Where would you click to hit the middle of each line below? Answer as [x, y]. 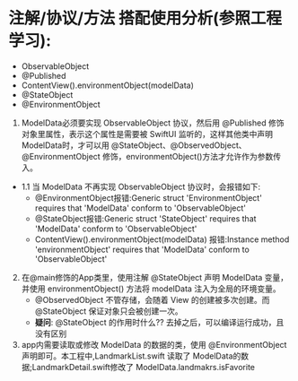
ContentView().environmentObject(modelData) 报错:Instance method [162, 239]
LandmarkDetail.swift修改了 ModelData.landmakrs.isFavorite [144, 367]
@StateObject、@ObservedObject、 [179, 145]
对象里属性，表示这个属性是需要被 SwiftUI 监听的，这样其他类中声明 [147, 134]
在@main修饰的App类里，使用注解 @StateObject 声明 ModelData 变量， [155, 277]
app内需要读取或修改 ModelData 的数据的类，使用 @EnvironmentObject [154, 344]
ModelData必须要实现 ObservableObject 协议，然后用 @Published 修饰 [153, 123]
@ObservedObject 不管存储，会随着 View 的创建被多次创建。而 [152, 299]
